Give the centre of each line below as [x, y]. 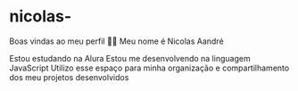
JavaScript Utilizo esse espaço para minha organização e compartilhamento [149, 68]
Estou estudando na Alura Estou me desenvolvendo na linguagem [130, 58]
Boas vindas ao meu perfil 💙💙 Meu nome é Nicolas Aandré [117, 41]
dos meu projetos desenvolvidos [69, 77]
